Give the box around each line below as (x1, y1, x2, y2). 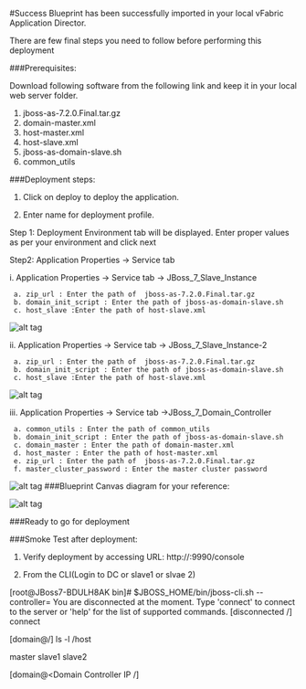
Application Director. (9, 17, 87, 28)
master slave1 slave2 (9, 652, 88, 662)
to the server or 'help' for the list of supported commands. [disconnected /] (9, 607, 292, 617)
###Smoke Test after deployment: (9, 534, 139, 545)
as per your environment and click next (9, 237, 157, 248)
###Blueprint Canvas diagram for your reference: (44, 481, 230, 492)
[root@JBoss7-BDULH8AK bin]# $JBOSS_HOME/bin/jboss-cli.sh (9, 587, 254, 598)
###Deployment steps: (9, 174, 96, 185)
